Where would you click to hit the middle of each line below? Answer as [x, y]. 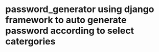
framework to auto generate [66, 20]
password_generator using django [80, 9]
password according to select [70, 31]
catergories [30, 42]
